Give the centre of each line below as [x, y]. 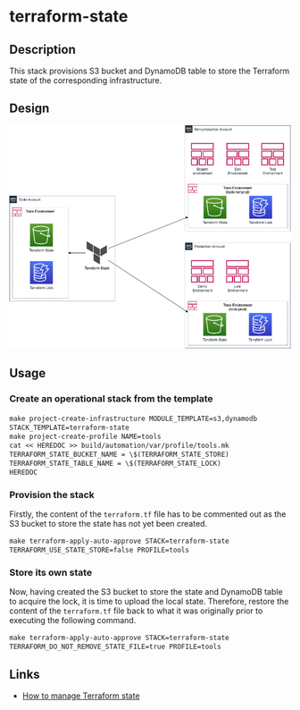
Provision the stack [52, 494]
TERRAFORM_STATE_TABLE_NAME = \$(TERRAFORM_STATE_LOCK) [115, 463]
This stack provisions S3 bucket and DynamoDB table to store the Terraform [150, 71]
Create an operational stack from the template [111, 399]
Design [29, 109]
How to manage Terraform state [81, 696]
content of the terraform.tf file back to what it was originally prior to [136, 611]
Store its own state [50, 572]
